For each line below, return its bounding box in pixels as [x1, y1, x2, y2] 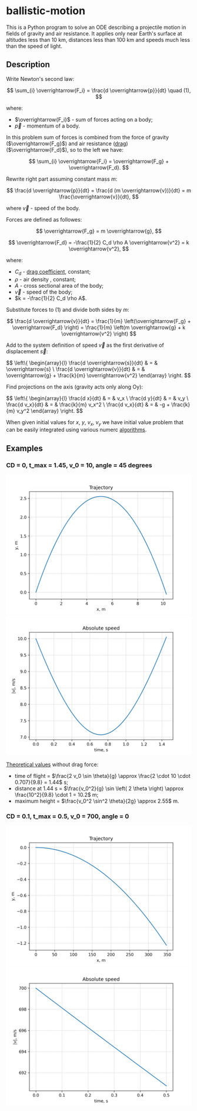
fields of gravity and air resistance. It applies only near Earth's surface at [6, 30, 182, 37]
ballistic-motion [6, 4, 86, 18]
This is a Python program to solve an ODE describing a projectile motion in [6, 24, 186, 31]
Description [6, 60, 50, 70]
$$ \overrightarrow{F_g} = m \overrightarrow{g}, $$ [36, 227, 162, 234]
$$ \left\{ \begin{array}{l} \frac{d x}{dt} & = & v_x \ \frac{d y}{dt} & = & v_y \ [6, 395, 189, 402]
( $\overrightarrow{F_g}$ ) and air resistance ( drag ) [6, 140, 128, 147]
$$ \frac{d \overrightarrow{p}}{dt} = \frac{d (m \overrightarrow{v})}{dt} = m [6, 187, 191, 194]
